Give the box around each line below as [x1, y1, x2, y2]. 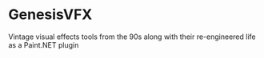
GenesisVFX [8, 6, 93, 24]
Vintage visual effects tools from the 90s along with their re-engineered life [8, 32, 256, 41]
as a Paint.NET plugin [8, 40, 79, 49]
